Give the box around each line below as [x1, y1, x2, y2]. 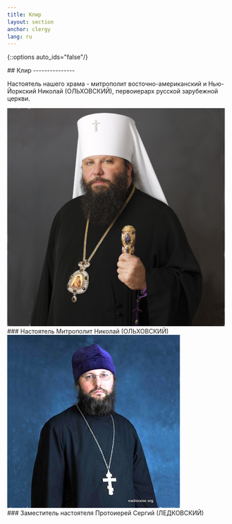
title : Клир [7, 11, 41, 18]
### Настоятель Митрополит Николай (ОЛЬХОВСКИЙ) [7, 327, 169, 336]
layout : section [7, 18, 54, 26]
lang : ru [7, 33, 32, 40]
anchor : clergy [7, 26, 51, 33]
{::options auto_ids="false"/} [7, 53, 88, 62]
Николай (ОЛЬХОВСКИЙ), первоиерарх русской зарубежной [37, 87, 219, 96]
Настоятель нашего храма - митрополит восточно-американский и [7, 80, 207, 88]
